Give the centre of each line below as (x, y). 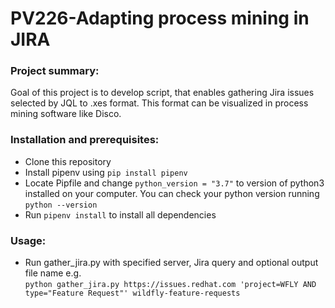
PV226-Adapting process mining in (160, 18)
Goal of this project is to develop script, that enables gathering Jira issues (162, 93)
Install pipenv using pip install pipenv (106, 172)
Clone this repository (68, 161)
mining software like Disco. (66, 114)
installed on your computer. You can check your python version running (172, 193)
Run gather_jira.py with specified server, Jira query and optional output (171, 263)
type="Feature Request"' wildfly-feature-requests (132, 293)
